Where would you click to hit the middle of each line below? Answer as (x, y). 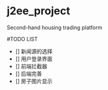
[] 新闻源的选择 (34, 51)
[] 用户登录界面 (34, 58)
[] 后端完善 (29, 73)
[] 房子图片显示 (34, 81)
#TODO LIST (22, 39)
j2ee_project (38, 11)
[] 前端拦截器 (31, 66)
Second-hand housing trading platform (55, 27)
